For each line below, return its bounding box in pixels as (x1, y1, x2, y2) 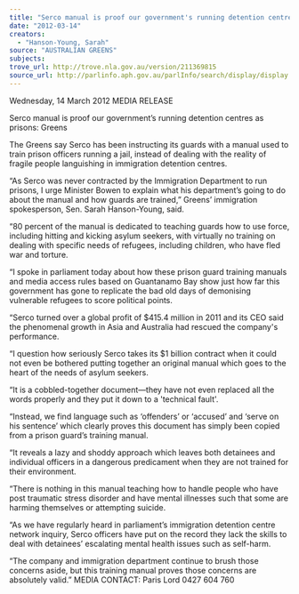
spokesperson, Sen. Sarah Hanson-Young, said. (9, 204, 184, 214)
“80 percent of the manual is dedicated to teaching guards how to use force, (9, 221, 290, 231)
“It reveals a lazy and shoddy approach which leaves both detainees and (9, 446, 276, 458)
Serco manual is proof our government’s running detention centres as (9, 112, 264, 123)
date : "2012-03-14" (9, 21, 82, 30)
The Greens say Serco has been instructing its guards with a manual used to (9, 139, 289, 149)
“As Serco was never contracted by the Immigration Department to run (9, 175, 268, 186)
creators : (9, 29, 46, 38)
